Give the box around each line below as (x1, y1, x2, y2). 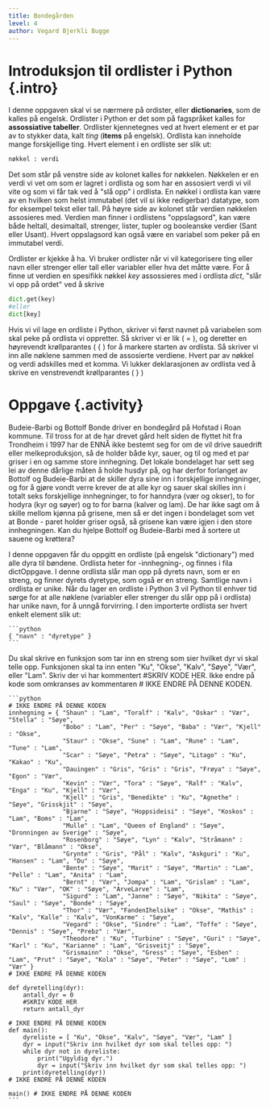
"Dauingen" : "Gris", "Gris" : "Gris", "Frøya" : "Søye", (62, 765, 262, 773)
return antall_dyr (23, 1005, 85, 1013)
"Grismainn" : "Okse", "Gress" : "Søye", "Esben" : (62, 948, 240, 956)
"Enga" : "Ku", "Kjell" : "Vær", (8, 786, 121, 794)
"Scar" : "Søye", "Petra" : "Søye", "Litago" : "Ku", (62, 751, 247, 759)
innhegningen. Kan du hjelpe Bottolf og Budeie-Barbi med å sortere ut (8, 525, 240, 535)
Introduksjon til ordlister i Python (8, 61, 233, 80)
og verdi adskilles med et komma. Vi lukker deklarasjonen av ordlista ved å (8, 359, 256, 368)
